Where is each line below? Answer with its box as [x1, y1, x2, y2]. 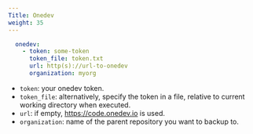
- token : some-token [22, 48, 90, 56]
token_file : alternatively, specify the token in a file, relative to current [19, 92, 245, 101]
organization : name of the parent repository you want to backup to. [19, 117, 240, 126]
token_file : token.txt [28, 55, 104, 63]
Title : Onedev [8, 11, 55, 20]
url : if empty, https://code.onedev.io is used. [19, 108, 165, 118]
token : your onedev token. [19, 83, 104, 92]
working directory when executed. [19, 100, 131, 110]
